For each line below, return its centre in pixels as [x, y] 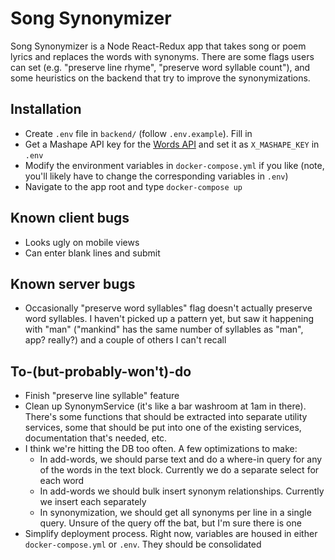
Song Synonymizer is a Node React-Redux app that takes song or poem [158, 46]
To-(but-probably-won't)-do [101, 371]
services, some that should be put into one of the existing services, [163, 428]
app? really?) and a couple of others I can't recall [125, 340]
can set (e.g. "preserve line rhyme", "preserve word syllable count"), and [160, 67]
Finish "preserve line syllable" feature [102, 396]
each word [62, 481]
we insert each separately [93, 502]
